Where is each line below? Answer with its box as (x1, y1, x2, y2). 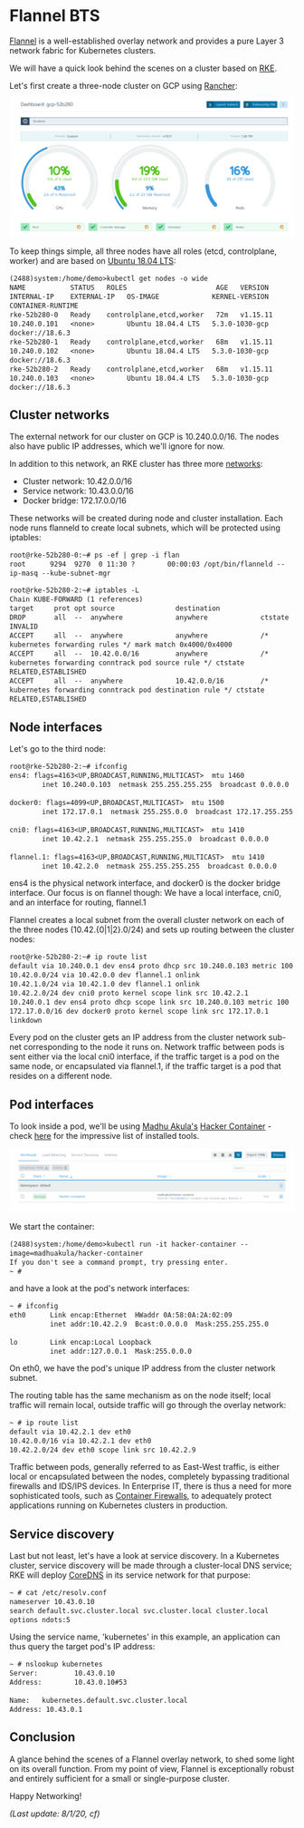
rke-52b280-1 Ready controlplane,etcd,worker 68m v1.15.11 (9, 337, 273, 346)
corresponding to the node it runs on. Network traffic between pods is (23, 1042, 285, 1053)
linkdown (9, 1016, 43, 1026)
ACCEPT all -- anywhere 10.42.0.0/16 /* (9, 676, 270, 685)
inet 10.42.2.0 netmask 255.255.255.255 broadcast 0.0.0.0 (42, 862, 278, 871)
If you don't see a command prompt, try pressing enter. (9, 1258, 229, 1268)
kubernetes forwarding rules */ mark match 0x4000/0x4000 (9, 640, 233, 649)
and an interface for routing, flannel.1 (9, 897, 147, 908)
